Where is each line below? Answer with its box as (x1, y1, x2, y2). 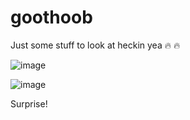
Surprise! (10, 97, 48, 110)
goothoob (10, 6, 93, 29)
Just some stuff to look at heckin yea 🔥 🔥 (10, 39, 181, 51)
